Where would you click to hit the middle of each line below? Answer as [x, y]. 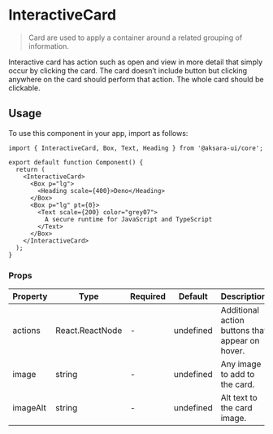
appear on [240, 341]
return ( [30, 169]
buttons [235, 331]
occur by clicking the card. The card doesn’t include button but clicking [128, 70]
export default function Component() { [76, 162]
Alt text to [239, 398]
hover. [233, 351]
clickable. [24, 88]
